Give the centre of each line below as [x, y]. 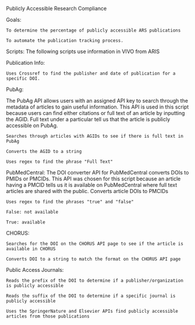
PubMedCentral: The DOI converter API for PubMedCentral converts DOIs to [97, 172]
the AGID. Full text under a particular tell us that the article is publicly [88, 119]
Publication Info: [26, 63]
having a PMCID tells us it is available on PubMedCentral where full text [92, 185]
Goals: [14, 20]
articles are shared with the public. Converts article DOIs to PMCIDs [87, 191]
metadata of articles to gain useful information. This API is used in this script [97, 107]
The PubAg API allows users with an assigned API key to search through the [97, 101]
